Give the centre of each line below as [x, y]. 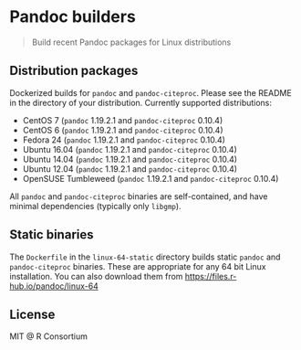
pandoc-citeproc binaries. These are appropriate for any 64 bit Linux [138, 266]
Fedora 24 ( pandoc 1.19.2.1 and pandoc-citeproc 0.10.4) [124, 140]
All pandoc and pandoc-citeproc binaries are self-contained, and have [139, 196]
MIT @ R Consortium [49, 336]
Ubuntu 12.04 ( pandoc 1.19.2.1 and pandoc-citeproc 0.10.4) [130, 169]
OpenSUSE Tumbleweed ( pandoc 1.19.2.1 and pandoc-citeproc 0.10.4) [150, 178]
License [32, 314]
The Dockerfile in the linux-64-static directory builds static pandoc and [145, 257]
